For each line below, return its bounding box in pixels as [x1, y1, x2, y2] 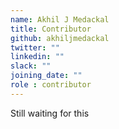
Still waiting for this [10, 107, 90, 119]
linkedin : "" [10, 52, 65, 62]
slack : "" [10, 61, 52, 71]
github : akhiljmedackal [10, 33, 110, 43]
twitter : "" [10, 42, 60, 53]
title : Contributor [10, 24, 92, 34]
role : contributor [10, 80, 92, 90]
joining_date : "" [10, 71, 83, 81]
